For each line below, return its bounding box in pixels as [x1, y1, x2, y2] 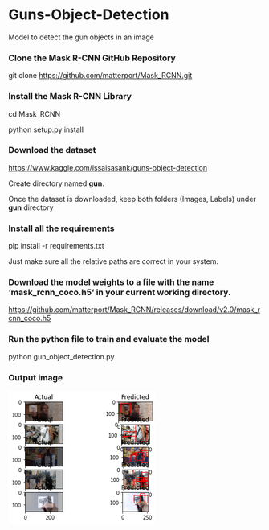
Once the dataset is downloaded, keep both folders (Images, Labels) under [8, 194, 257, 203]
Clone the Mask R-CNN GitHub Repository [8, 52, 176, 64]
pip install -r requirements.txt [8, 241, 104, 251]
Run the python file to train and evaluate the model [8, 334, 210, 345]
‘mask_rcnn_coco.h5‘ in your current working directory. [8, 287, 231, 298]
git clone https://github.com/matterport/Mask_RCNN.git [8, 71, 193, 80]
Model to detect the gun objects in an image [8, 32, 154, 42]
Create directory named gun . [8, 179, 104, 188]
